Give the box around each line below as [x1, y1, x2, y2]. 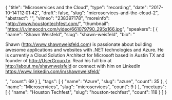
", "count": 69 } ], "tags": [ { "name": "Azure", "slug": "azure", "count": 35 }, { [5, 79, 167, 84]
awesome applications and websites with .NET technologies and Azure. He [5, 47, 164, 53]
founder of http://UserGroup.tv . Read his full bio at [5, 58, 112, 63]
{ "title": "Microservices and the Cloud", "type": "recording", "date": [5, 5, 148, 10]
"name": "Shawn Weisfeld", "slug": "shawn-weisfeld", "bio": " [5, 32, 135, 37]
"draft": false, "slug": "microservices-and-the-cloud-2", [41, 10, 159, 16]
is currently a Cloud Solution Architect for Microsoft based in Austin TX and [5, 52, 165, 58]
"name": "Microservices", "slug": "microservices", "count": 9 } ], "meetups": [5, 84, 166, 90]
